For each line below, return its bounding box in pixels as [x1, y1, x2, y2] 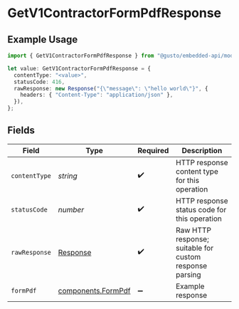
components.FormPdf [58, 286, 131, 295]
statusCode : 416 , [14, 78, 65, 85]
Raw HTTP [175, 225, 212, 235]
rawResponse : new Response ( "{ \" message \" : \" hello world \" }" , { [14, 85, 208, 92]
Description [181, 145, 223, 155]
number [58, 204, 85, 214]
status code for [175, 204, 227, 214]
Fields [7, 125, 36, 137]
